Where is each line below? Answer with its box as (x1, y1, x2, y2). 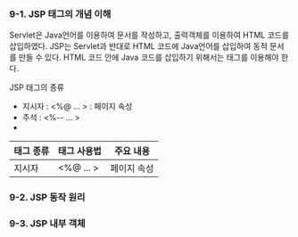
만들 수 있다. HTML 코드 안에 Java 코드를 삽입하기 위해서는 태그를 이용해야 (18, 52, 279, 63)
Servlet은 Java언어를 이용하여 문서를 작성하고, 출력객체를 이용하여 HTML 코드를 (9, 29, 290, 41)
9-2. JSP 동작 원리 (9, 192, 86, 204)
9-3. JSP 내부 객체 (9, 217, 87, 230)
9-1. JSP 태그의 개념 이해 (9, 7, 112, 20)
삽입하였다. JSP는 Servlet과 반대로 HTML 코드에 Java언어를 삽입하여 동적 (9, 41, 268, 52)
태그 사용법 (57, 145, 103, 158)
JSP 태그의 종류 (9, 82, 65, 93)
